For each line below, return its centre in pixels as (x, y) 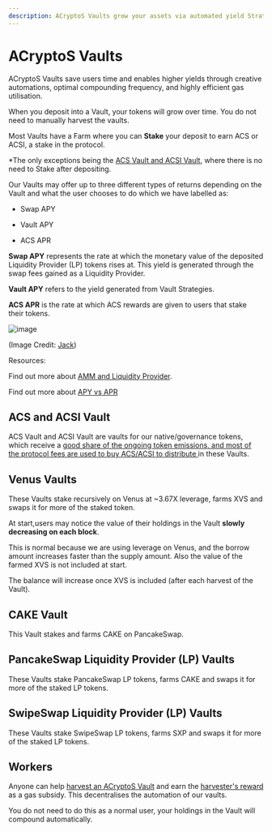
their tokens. (29, 313)
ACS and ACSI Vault (59, 417)
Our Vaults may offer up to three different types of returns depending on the (135, 184)
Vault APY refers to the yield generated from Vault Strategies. (111, 289)
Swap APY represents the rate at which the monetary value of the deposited (136, 255)
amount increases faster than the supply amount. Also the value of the (125, 556)
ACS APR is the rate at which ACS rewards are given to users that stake (127, 304)
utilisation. (25, 96)
